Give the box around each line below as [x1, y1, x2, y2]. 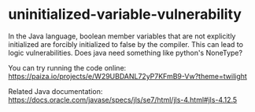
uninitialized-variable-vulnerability [8, 5, 242, 23]
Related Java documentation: [8, 86, 103, 96]
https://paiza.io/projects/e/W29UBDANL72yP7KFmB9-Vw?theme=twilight [8, 71, 248, 81]
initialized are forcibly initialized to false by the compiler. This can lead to [8, 39, 244, 49]
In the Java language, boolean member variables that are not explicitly [8, 31, 236, 41]
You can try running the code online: [8, 63, 127, 72]
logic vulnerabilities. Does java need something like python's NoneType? [8, 48, 242, 57]
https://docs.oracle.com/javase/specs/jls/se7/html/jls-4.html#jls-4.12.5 [8, 95, 238, 104]
